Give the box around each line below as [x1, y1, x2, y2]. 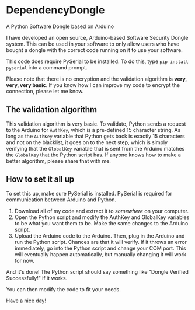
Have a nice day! [6, 297, 47, 304]
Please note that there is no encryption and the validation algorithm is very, [6, 75, 187, 82]
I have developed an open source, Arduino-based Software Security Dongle [6, 34, 189, 41]
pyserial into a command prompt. [6, 64, 88, 71]
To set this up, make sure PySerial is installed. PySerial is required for [6, 190, 173, 197]
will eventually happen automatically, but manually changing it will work [14, 250, 187, 257]
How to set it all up [6, 175, 75, 184]
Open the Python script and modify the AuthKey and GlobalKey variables [14, 214, 190, 221]
